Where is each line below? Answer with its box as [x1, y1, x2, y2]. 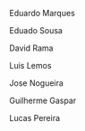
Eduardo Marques [9, 8, 76, 18]
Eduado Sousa [9, 25, 63, 35]
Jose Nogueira [9, 78, 64, 89]
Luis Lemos [9, 61, 52, 70]
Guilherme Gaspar [9, 95, 77, 106]
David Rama [9, 42, 54, 53]
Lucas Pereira [9, 113, 61, 123]
